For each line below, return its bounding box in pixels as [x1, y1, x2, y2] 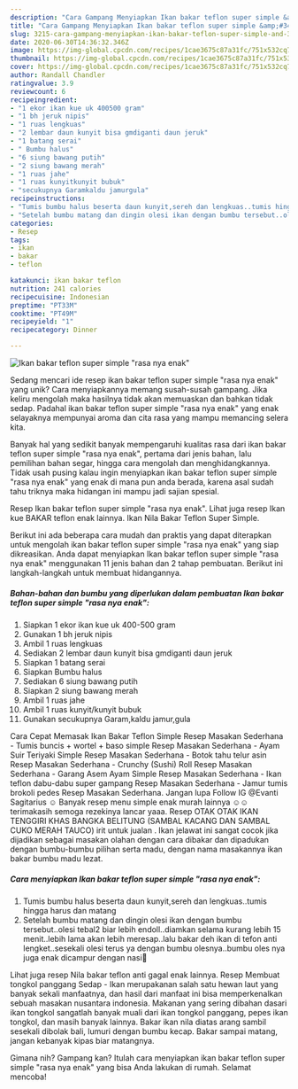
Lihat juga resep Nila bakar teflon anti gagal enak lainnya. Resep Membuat [10, 969, 280, 980]
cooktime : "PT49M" [10, 309, 78, 318]
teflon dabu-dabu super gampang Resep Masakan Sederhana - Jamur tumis [10, 777, 288, 789]
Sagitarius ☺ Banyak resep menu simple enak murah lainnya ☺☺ [10, 797, 248, 807]
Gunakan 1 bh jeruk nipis [22, 628, 113, 639]
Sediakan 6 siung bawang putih [22, 675, 138, 687]
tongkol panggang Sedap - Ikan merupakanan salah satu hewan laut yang [10, 978, 279, 989]
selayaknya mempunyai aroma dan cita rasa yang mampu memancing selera [10, 413, 289, 423]
